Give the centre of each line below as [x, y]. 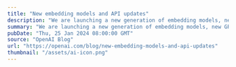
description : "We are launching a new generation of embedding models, [114, 20]
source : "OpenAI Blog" [40, 40]
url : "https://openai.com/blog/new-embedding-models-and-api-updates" [113, 46]
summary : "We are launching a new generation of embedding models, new [114, 27]
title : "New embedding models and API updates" [78, 14]
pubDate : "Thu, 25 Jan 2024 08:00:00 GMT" [70, 33]
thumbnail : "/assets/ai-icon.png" [58, 53]
